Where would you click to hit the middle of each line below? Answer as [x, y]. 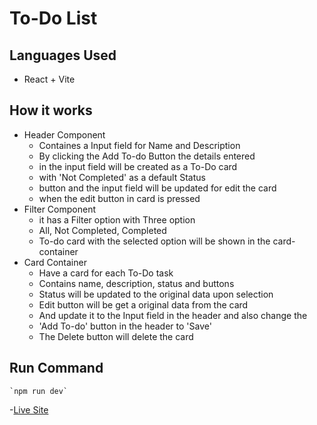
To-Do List [53, 18]
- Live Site [29, 409]
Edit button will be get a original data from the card [143, 304]
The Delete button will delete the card [116, 336]
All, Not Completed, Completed [102, 230]
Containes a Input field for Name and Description [139, 145]
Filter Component [59, 209]
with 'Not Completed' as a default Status [122, 177]
